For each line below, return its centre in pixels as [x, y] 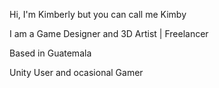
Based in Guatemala [50, 53]
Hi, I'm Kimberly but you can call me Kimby [98, 14]
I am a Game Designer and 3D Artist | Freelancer [109, 33]
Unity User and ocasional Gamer [76, 72]
